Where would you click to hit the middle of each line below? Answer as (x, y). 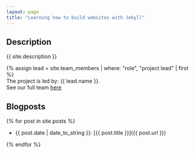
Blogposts (26, 106)
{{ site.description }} (32, 57)
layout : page (23, 12)
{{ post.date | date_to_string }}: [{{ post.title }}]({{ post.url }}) (91, 133)
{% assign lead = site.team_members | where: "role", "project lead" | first (97, 68)
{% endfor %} (24, 145)
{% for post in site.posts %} (41, 121)
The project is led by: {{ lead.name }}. (53, 81)
